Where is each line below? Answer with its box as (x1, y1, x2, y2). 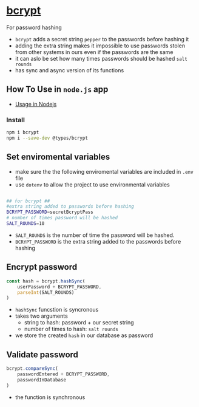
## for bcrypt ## (6, 198, 50, 204)
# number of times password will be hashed (6, 215, 118, 221)
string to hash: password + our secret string (24, 319, 135, 326)
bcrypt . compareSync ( (6, 366, 59, 372)
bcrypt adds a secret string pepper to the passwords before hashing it (15, 35, 189, 43)
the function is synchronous (15, 393, 86, 401)
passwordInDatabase (17, 377, 67, 383)
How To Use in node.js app (6, 84, 109, 95)
